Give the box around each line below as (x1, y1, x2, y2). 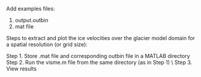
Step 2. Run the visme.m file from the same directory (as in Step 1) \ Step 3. (6, 59, 193, 66)
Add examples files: (6, 5, 55, 12)
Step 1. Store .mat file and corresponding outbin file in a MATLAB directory (6, 53, 190, 59)
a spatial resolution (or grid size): (6, 41, 88, 48)
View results (6, 65, 37, 72)
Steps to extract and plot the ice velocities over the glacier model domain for (6, 35, 196, 41)
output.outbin (14, 17, 49, 23)
